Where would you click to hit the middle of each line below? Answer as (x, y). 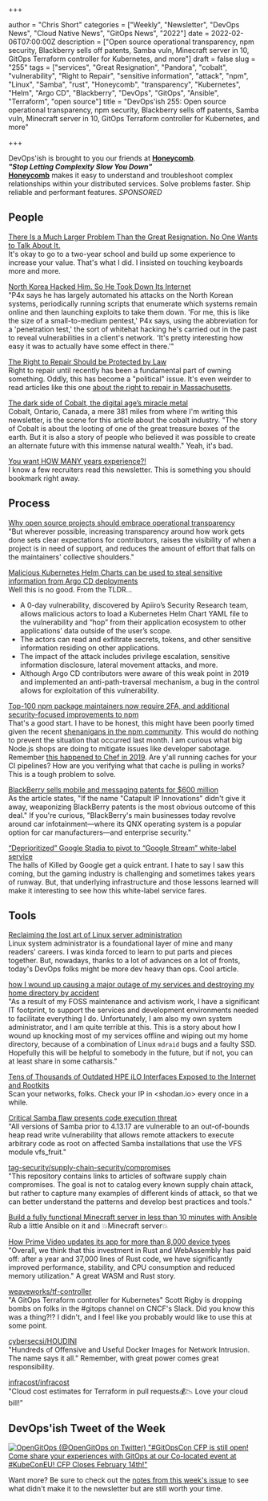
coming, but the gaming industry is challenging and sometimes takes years (132, 873)
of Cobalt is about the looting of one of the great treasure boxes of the (124, 428)
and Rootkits (29, 1085)
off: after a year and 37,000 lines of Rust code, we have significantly (120, 1259)
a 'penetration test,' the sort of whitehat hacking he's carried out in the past (133, 329)
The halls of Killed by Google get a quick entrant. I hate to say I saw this (126, 864)
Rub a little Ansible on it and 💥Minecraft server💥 (88, 1226)
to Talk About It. (34, 245)
